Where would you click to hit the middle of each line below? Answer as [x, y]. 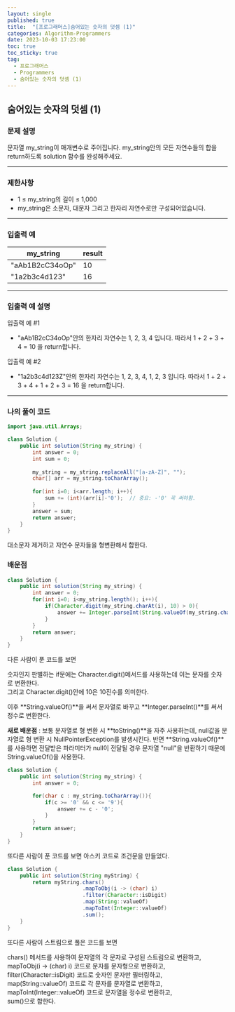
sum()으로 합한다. [31, 1001]
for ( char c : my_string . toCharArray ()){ [92, 796]
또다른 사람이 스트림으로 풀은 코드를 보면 [62, 942]
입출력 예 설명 [29, 306]
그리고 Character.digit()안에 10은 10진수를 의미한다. [78, 692]
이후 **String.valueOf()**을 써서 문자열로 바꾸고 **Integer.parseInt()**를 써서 [115, 707]
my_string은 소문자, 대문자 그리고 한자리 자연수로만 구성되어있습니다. [112, 208]
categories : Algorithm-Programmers [59, 33]
